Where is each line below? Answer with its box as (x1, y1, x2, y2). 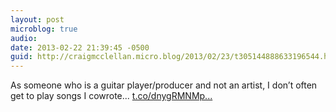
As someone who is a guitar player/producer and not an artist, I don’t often (10, 79, 318, 91)
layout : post (10, 14, 65, 25)
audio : (10, 33, 38, 43)
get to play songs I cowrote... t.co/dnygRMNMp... (10, 90, 213, 102)
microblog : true (10, 24, 78, 34)
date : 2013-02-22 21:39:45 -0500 (10, 42, 150, 53)
